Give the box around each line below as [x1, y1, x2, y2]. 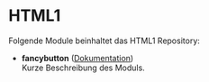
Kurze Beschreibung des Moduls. [21, 62, 145, 73]
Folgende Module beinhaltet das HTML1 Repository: [8, 35, 200, 46]
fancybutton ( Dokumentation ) [21, 52, 134, 63]
